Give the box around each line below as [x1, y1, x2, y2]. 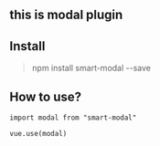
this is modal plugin [9, 7, 123, 23]
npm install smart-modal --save [31, 63, 151, 74]
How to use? [9, 89, 82, 104]
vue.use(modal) [9, 130, 68, 139]
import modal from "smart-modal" [9, 113, 137, 122]
